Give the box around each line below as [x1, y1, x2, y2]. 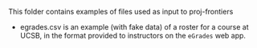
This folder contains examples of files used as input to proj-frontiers [8, 7, 234, 16]
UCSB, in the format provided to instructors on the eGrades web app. [19, 31, 247, 40]
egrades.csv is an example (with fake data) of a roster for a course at [19, 22, 249, 31]
